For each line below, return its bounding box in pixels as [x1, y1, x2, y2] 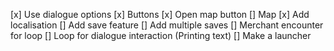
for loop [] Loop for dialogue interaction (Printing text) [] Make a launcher [10, 30, 312, 41]
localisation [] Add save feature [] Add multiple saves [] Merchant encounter [10, 19, 324, 31]
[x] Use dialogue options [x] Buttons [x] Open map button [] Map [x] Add [10, 9, 310, 20]
